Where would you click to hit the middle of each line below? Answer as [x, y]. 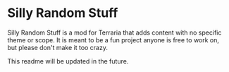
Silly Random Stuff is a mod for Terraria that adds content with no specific [114, 32]
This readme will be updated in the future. [68, 61]
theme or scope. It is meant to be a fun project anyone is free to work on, [113, 40]
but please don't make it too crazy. [57, 47]
